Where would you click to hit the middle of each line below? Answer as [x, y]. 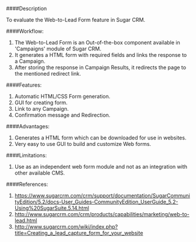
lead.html [26, 220]
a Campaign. [30, 61]
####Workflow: [25, 31]
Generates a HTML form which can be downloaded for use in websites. [100, 138]
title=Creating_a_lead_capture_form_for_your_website [79, 233]
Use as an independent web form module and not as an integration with [101, 167]
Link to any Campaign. [42, 109]
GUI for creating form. [41, 103]
